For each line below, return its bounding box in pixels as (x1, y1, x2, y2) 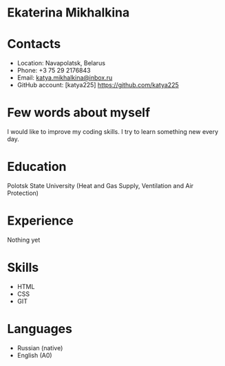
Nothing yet (7, 236, 41, 244)
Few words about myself (7, 105, 151, 121)
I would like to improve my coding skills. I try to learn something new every (7, 128, 219, 136)
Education (7, 159, 67, 174)
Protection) (7, 189, 39, 197)
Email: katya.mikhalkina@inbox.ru (17, 73, 113, 82)
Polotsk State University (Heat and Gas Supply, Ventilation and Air (7, 182, 194, 190)
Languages (7, 321, 72, 337)
